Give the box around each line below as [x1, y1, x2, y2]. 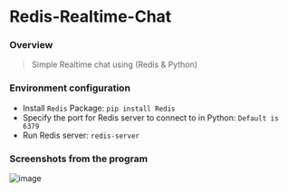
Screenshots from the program [9, 152, 148, 165]
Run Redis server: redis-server [22, 130, 140, 140]
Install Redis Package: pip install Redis [22, 102, 176, 113]
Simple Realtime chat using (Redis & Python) [31, 59, 197, 70]
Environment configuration [9, 82, 131, 94]
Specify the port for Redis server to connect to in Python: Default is [22, 111, 279, 123]
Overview [9, 39, 53, 52]
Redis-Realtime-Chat [9, 6, 172, 27]
